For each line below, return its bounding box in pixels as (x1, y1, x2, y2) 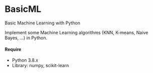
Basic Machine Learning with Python (5, 20, 81, 26)
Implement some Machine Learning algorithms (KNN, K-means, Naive (5, 29, 148, 35)
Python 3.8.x (12, 57, 39, 63)
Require (5, 46, 22, 52)
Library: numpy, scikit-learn (12, 63, 69, 69)
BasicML (5, 3, 42, 15)
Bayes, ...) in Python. (5, 35, 48, 41)
